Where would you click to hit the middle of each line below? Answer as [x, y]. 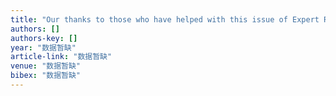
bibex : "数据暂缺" [46, 76]
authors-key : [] [44, 38]
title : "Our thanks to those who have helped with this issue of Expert [165, 19]
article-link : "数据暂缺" [61, 57]
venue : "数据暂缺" [46, 66]
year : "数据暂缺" [43, 47]
